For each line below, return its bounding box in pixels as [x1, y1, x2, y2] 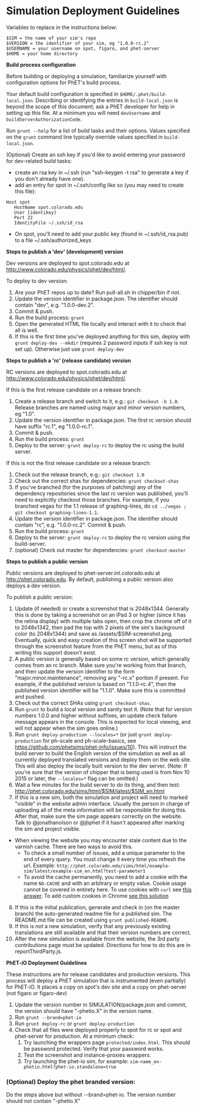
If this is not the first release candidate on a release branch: [6, 459, 151, 466]
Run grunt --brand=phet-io [14, 1013, 82, 1021]
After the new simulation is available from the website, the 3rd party [14, 935, 180, 942]
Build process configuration [6, 61, 76, 68]
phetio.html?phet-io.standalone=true [23, 1064, 117, 1070]
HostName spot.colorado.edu [14, 204, 83, 210]
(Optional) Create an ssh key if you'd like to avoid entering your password [6, 151, 185, 158]
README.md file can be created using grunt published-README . [14, 916, 169, 923]
